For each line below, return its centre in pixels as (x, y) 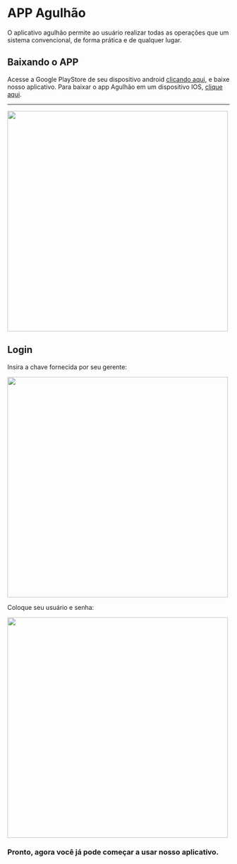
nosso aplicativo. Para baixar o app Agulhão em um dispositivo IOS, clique (115, 87)
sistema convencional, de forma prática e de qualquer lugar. (95, 40)
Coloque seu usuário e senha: (51, 607)
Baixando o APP (43, 62)
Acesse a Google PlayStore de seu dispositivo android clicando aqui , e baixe (119, 79)
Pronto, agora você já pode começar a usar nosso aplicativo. (113, 852)
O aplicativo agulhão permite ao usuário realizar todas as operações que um (118, 32)
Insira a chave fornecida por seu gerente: (67, 367)
